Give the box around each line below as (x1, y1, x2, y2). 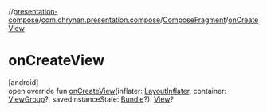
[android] (8, 77, 39, 87)
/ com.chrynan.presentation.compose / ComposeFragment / (38, 15, 229, 25)
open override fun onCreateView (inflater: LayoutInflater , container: (8, 86, 227, 95)
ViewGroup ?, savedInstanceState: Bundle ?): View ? (8, 95, 174, 104)
